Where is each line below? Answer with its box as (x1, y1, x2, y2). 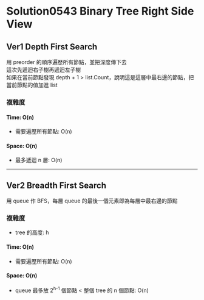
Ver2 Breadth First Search (6, 180, 106, 190)
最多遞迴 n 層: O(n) (15, 157, 63, 164)
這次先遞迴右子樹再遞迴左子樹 (6, 66, 81, 73)
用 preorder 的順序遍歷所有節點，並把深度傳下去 (6, 59, 127, 65)
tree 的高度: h (15, 229, 49, 236)
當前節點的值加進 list (6, 81, 58, 88)
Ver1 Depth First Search (6, 41, 98, 52)
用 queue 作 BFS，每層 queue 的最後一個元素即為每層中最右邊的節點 (6, 197, 178, 205)
